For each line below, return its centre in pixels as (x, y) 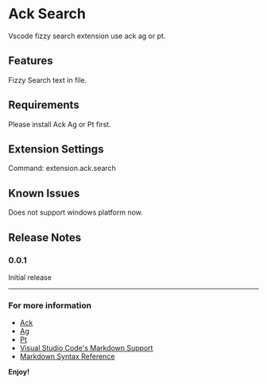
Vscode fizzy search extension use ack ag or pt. (87, 36)
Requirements (44, 105)
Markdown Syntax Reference (67, 357)
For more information (50, 305)
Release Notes (45, 237)
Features (31, 61)
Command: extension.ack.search (62, 169)
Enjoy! (19, 372)
